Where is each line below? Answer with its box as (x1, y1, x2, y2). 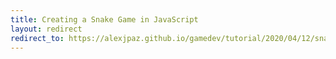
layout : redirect (10, 24, 83, 34)
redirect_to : (10, 33, 65, 43)
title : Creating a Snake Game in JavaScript (10, 14, 199, 25)
